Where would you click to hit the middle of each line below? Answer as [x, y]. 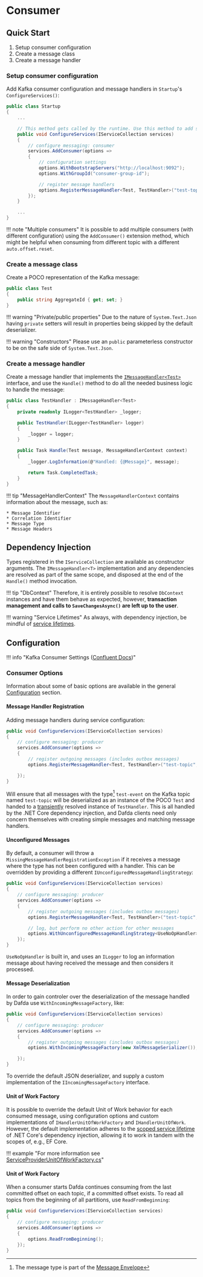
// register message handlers [76, 184]
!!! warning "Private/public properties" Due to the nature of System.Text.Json [101, 317]
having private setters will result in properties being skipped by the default [100, 323]
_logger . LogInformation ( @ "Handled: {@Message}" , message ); [104, 462]
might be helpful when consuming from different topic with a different [93, 242]
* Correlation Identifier [39, 518]
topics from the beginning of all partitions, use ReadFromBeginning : [88, 1200]
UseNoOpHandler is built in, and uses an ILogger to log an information [91, 956]
